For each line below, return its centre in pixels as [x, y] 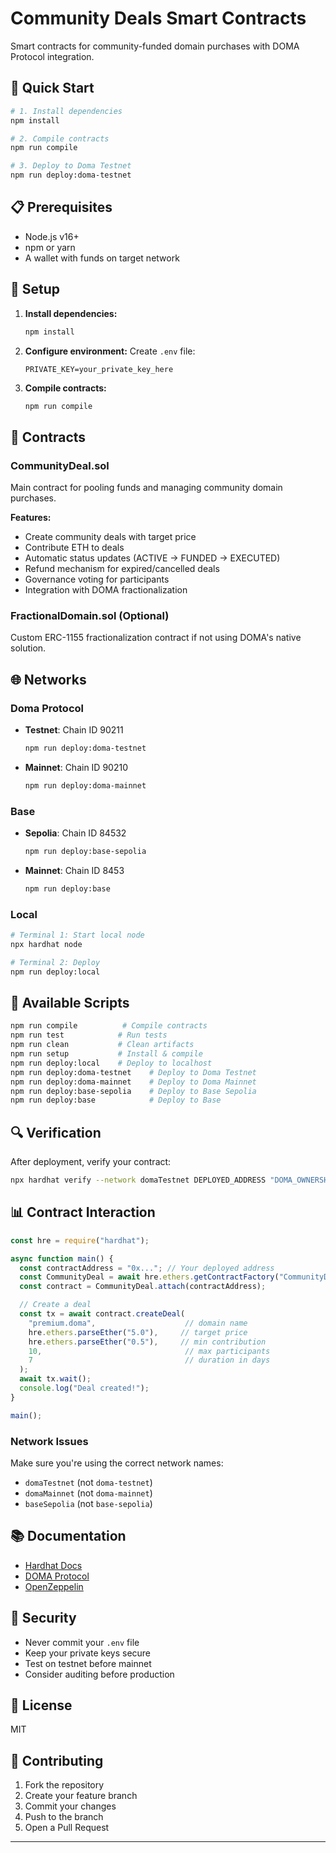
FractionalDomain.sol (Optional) [90, 615]
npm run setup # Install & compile [106, 1054]
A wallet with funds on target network [102, 258]
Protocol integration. [52, 56]
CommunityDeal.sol [60, 465]
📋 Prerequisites [61, 207]
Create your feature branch [81, 1796]
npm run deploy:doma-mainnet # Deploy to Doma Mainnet [133, 1082]
